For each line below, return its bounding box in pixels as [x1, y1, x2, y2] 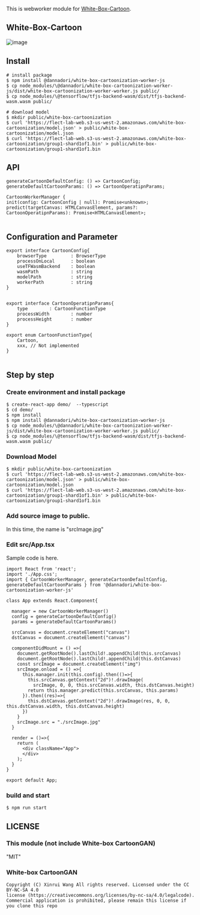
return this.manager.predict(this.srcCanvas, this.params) [28, 687, 179, 693]
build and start [6, 791, 50, 799]
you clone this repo [6, 903, 58, 909]
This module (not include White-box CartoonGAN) [6, 839, 156, 847]
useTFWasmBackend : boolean [17, 264, 95, 270]
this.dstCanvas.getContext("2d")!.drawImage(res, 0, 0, [28, 698, 171, 704]
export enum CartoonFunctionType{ [6, 332, 93, 339]
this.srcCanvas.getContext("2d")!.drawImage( [28, 677, 144, 683]
